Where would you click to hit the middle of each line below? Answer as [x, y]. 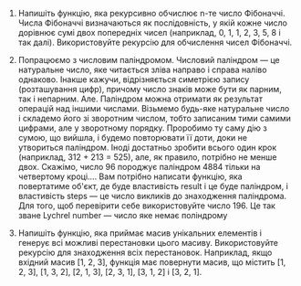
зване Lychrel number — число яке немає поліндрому [123, 215]
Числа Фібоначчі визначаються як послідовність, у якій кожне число [153, 23]
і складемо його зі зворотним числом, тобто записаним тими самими [155, 118]
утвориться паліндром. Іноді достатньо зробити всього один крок [147, 147]
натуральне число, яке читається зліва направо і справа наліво [142, 69]
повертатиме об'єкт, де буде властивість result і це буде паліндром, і [153, 186]
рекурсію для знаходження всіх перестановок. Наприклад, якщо [145, 252]
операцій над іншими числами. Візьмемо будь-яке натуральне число [154, 108]
